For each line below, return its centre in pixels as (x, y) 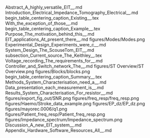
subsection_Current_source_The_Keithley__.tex (54, 55)
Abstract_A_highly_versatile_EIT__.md (44, 7)
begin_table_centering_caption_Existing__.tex (52, 18)
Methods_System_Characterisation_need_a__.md (56, 82)
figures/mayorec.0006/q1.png (36, 109)
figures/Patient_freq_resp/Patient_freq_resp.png (55, 114)
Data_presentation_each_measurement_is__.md (55, 87)
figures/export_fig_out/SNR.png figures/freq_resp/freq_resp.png (72, 98)
